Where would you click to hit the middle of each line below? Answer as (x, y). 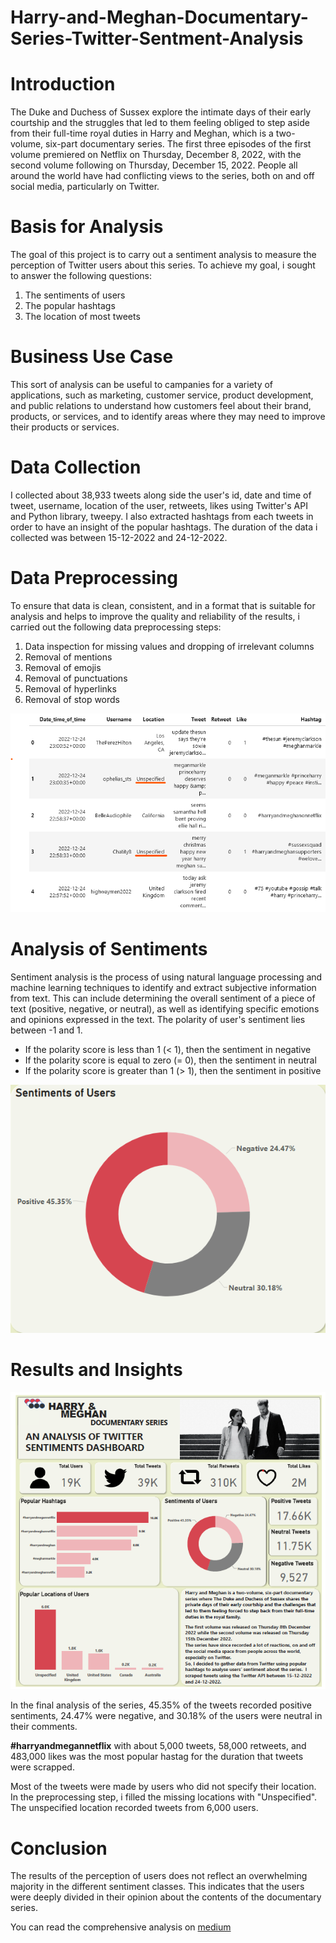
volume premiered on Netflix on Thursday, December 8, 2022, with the (156, 155)
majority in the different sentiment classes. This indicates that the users (157, 1887)
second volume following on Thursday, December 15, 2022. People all (154, 165)
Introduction (63, 84)
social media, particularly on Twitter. (85, 187)
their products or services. (65, 427)
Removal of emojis (63, 667)
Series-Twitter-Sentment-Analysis (157, 38)
